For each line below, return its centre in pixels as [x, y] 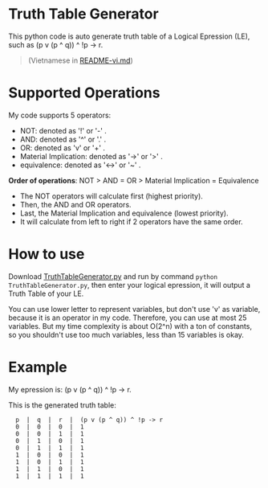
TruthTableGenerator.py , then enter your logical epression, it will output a [130, 285]
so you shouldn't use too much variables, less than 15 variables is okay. [126, 334]
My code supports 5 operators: [60, 115]
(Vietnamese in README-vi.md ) [81, 60]
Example [38, 367]
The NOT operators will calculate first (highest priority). [111, 196]
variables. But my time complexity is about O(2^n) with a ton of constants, [130, 326]
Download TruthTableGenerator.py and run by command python [113, 276]
